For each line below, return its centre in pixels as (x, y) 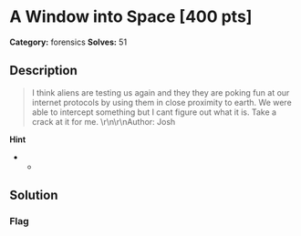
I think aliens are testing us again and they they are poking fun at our (161, 92)
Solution (34, 195)
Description (43, 71)
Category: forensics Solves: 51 (68, 42)
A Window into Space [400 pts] (131, 17)
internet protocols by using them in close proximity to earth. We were (161, 102)
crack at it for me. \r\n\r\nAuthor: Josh (104, 121)
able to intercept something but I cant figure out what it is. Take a (154, 112)
